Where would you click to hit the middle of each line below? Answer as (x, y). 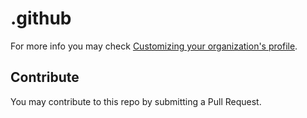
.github (41, 18)
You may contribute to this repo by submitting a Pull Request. (136, 101)
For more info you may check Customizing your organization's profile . (154, 46)
